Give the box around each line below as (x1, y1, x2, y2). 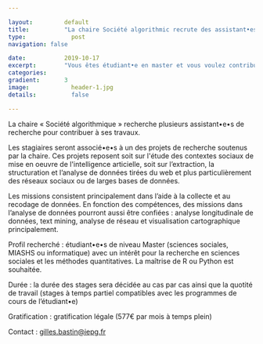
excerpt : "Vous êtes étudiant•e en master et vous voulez (8, 62, 225, 70)
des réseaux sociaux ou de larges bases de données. (8, 176, 180, 185)
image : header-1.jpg (8, 83, 113, 91)
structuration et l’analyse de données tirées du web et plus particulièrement (8, 168, 252, 177)
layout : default (8, 18, 89, 26)
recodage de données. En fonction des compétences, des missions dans (8, 199, 243, 208)
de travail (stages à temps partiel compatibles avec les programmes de (8, 288, 237, 298)
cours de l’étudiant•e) (8, 296, 78, 306)
